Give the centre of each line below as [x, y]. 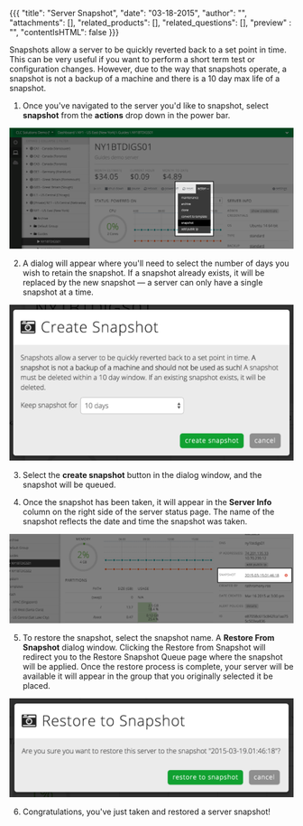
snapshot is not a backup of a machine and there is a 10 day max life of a [145, 79]
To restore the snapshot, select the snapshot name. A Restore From [148, 637]
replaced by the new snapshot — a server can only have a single [142, 283]
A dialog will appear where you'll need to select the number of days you [156, 263]
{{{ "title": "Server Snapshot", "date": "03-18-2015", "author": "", [129, 13]
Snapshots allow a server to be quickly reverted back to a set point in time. [148, 50]
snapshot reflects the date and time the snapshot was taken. [135, 521]
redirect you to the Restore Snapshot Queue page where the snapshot [152, 657]
